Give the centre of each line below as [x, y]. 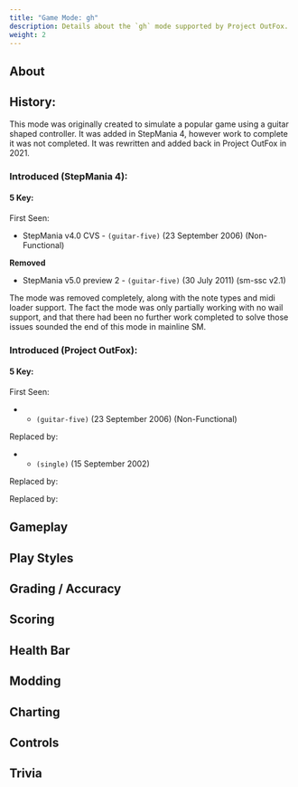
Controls [34, 742]
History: [33, 102]
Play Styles [42, 558]
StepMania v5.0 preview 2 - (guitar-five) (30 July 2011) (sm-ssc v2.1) [154, 280]
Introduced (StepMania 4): [69, 176]
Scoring [32, 620]
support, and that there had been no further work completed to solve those [149, 317]
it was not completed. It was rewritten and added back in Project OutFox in [148, 143]
